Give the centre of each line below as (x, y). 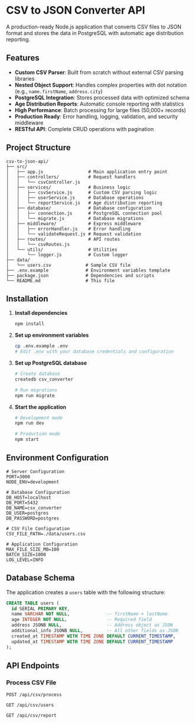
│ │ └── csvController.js (43, 182)
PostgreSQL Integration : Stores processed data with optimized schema (102, 97)
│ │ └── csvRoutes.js (38, 244)
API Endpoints (33, 666)
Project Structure (38, 148)
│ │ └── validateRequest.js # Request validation (74, 234)
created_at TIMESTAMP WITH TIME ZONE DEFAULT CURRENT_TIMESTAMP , (94, 636)
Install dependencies (41, 313)
